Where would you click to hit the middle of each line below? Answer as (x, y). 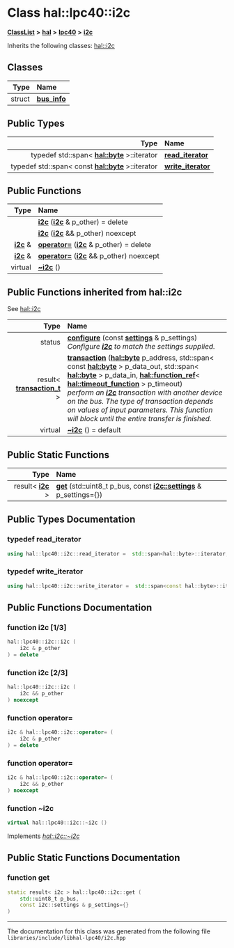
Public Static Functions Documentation (94, 858)
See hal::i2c (24, 309)
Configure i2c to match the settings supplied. (141, 347)
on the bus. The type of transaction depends (140, 402)
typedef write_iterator (45, 571)
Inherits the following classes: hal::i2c (61, 45)
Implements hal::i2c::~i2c (44, 836)
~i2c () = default (94, 430)
